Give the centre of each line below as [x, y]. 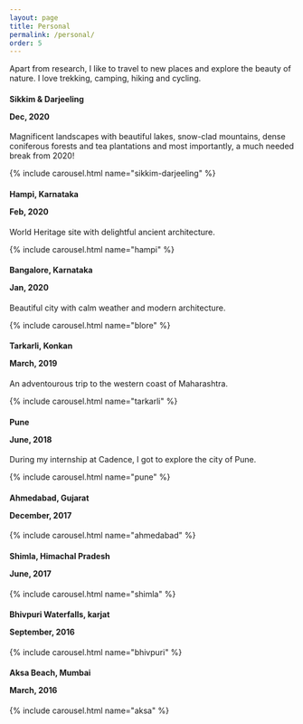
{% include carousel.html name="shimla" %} [93, 594]
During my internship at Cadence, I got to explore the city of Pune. [133, 460]
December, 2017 [41, 515]
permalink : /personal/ [52, 34]
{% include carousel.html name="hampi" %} [92, 249]
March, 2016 [33, 691]
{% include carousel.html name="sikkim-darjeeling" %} [113, 174]
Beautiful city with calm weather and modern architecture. [118, 308]
